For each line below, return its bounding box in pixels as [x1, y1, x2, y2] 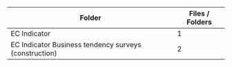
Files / [188, 9, 210, 18]
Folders [186, 17, 212, 27]
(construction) [10, 49, 57, 57]
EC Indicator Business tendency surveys [10, 40, 142, 49]
